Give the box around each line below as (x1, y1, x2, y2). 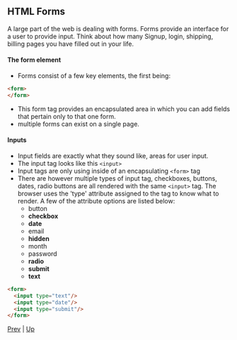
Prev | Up (7, 325, 35, 334)
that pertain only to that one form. (17, 112, 117, 120)
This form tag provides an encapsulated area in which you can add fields (17, 104, 231, 113)
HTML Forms (7, 6, 66, 18)
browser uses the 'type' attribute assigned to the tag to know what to (17, 189, 219, 198)
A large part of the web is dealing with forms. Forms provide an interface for (7, 24, 229, 33)
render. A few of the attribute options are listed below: (17, 196, 175, 205)
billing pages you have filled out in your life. (7, 39, 134, 48)
